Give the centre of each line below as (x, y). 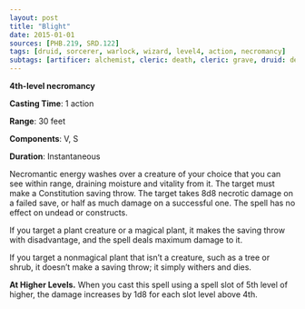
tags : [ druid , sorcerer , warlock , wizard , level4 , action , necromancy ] (148, 52)
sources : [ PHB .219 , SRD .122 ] (64, 43)
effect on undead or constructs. (69, 213)
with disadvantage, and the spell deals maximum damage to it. (126, 240)
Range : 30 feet (38, 121)
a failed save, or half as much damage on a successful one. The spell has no (152, 203)
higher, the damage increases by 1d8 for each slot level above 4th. (133, 294)
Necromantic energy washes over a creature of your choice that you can (145, 174)
